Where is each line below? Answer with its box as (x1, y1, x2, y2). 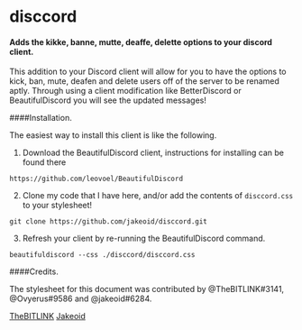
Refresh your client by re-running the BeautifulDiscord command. (22, 233, 266, 244)
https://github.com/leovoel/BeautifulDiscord (9, 174, 183, 184)
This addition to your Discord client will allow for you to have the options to (9, 66, 287, 78)
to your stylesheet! (22, 200, 93, 211)
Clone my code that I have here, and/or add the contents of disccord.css (22, 190, 294, 201)
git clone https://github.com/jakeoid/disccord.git (9, 217, 207, 226)
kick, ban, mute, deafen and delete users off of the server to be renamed (9, 76, 279, 87)
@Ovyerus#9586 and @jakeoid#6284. (9, 293, 152, 304)
